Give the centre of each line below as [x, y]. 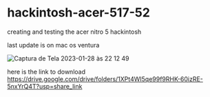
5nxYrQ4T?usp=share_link [45, 86]
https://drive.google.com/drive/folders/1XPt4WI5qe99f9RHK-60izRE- [105, 79]
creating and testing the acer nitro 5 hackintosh [74, 32]
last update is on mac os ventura [53, 45]
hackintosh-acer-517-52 [78, 13]
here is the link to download [46, 72]
